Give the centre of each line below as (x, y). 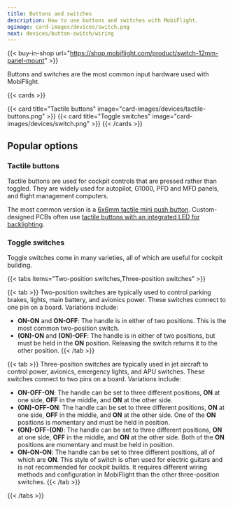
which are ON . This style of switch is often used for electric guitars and (120, 460)
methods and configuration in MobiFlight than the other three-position (118, 474)
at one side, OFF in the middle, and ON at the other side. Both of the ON (121, 437)
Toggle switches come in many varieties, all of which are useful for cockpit (115, 258)
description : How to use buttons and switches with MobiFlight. (103, 20)
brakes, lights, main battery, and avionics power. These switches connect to (116, 300)
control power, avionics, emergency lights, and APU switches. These (106, 371)
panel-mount (26, 61)
